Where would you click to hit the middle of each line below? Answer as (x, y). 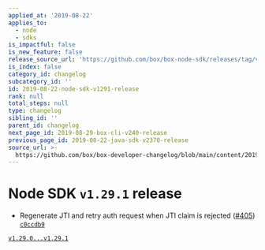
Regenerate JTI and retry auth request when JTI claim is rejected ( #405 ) (137, 216)
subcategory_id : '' (40, 81)
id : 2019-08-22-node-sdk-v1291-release (74, 89)
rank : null (26, 96)
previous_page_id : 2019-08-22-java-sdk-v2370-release (99, 140)
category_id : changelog (47, 74)
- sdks (26, 37)
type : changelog (35, 111)
